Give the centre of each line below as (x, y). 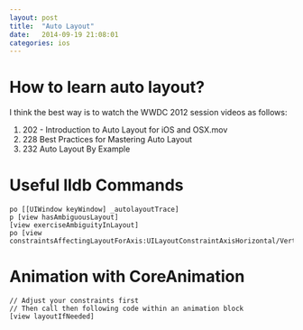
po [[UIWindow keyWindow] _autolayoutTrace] (94, 210)
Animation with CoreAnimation (127, 277)
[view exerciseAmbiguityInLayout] (74, 225)
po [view (26, 234)
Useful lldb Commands (96, 185)
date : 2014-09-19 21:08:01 (64, 34)
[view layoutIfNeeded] (52, 316)
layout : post (34, 18)
